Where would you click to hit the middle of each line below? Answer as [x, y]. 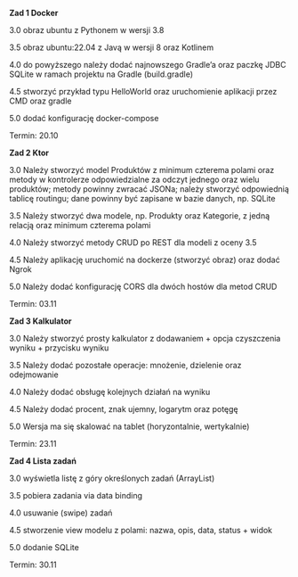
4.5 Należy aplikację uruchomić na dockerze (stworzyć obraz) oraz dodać [145, 260]
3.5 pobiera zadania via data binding [76, 495]
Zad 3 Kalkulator [40, 321]
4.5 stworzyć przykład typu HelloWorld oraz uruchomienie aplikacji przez [143, 91]
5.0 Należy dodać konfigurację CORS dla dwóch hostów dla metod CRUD [143, 286]
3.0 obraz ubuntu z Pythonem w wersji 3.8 [87, 30]
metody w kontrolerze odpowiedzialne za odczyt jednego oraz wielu [134, 179]
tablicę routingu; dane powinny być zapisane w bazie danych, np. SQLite [142, 198]
